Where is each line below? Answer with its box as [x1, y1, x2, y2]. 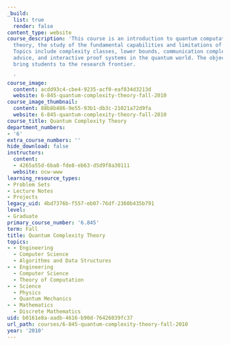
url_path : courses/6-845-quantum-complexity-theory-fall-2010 [7, 320, 188, 328]
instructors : [7, 150, 44, 156]
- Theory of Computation [13, 276, 84, 284]
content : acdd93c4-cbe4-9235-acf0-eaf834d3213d [13, 86, 152, 93]
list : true [13, 16, 44, 23]
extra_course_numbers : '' [7, 137, 81, 143]
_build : [7, 10, 29, 17]
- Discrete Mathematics [13, 308, 81, 315]
